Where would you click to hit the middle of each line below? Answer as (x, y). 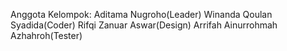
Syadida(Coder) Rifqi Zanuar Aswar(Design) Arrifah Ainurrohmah (144, 25)
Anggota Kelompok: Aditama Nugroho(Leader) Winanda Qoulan (141, 14)
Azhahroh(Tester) (46, 35)
